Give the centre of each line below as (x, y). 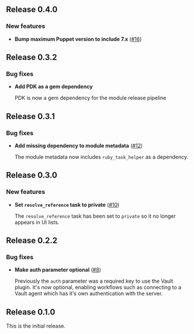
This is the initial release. (36, 326)
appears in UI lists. (37, 222)
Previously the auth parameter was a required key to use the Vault (94, 281)
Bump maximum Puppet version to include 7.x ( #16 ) (78, 39)
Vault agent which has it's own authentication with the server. (89, 294)
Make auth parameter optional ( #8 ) (58, 270)
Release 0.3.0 (32, 175)
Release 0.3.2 (32, 58)
